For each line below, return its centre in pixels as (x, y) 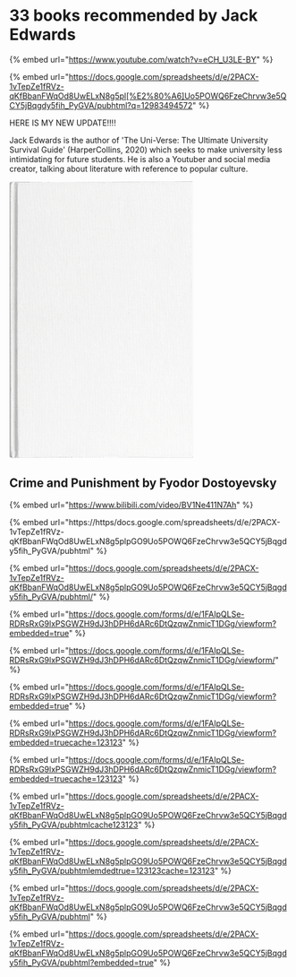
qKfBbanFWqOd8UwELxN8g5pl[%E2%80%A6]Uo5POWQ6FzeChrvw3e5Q (148, 96)
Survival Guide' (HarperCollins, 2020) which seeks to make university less (146, 150)
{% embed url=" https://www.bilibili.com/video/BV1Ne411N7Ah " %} (131, 505)
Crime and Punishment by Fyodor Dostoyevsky (143, 484)
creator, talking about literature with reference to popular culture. (129, 169)
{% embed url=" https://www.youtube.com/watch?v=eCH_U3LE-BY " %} (141, 59)
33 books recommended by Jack (134, 16)
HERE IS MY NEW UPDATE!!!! (63, 123)
